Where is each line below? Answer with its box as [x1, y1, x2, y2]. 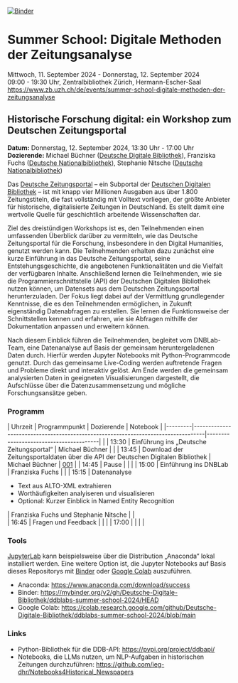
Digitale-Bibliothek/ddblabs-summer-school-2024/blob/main [17, 611, 197, 620]
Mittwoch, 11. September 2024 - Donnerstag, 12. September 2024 [7, 70, 200, 78]
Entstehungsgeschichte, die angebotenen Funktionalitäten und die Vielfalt [7, 262, 224, 270]
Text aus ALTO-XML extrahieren [17, 482, 112, 490]
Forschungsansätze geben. [7, 388, 87, 397]
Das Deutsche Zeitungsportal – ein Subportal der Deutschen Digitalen [7, 180, 211, 188]
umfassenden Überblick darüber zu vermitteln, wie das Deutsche [7, 231, 198, 240]
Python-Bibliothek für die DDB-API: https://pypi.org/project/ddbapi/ [17, 645, 215, 653]
